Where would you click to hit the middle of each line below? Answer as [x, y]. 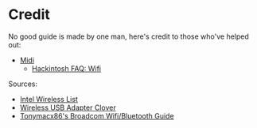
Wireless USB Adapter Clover [68, 107]
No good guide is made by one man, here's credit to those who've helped [128, 36]
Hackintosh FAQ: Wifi [66, 68]
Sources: [23, 84]
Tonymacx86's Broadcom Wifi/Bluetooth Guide [97, 115]
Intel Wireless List [49, 99]
